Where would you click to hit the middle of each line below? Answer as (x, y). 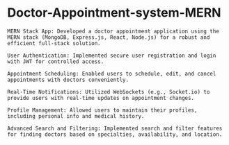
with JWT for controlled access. (56, 61)
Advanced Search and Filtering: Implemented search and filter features (115, 128)
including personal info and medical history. (76, 116)
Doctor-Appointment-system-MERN (114, 13)
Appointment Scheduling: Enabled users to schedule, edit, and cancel (112, 74)
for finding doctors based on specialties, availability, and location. (115, 134)
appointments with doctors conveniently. (68, 80)
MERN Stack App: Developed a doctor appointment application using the (113, 31)
